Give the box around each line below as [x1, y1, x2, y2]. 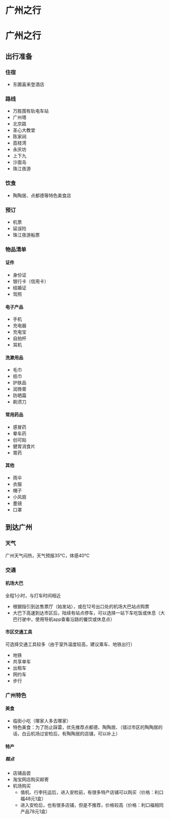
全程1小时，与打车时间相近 [5, 592, 61, 599]
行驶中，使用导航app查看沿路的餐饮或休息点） [17, 616, 115, 622]
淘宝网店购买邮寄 [12, 776, 49, 782]
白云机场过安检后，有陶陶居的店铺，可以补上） [21, 731, 120, 737]
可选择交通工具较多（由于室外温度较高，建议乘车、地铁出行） [5, 641, 135, 647]
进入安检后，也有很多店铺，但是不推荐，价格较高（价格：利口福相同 [20, 802, 164, 808]
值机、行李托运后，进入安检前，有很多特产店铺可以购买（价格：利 [20, 789, 159, 795]
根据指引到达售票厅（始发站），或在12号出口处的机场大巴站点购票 [12, 603, 150, 609]
